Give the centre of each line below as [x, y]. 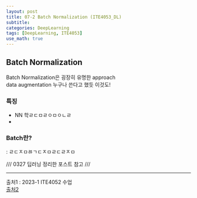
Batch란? [19, 138]
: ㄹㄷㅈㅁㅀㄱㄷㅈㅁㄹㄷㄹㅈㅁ [41, 152]
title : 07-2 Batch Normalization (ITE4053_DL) [64, 17]
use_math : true [25, 39]
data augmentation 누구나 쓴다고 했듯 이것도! [58, 84]
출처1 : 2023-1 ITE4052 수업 [39, 182]
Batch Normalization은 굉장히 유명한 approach [61, 77]
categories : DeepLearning [38, 28]
